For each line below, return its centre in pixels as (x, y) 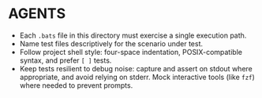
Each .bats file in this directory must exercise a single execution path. (133, 35)
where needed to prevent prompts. (76, 85)
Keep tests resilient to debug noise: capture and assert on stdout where (136, 68)
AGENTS (37, 14)
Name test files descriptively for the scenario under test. (111, 43)
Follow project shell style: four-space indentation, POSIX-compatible (131, 52)
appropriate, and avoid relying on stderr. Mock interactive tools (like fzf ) (137, 77)
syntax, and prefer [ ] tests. (65, 60)
